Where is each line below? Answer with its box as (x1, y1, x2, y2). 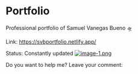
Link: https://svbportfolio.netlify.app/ (5, 38, 97, 45)
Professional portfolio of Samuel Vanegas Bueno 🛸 (5, 24, 133, 31)
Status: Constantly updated (5, 50, 74, 57)
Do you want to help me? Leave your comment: (5, 61, 123, 68)
